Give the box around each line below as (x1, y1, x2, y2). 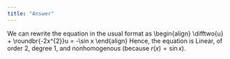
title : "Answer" (7, 10, 54, 17)
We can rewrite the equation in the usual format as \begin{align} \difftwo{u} (7, 29, 224, 37)
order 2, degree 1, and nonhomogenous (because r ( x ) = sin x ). (7, 44, 186, 52)
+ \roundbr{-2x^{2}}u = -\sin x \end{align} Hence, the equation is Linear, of (7, 36, 223, 45)
